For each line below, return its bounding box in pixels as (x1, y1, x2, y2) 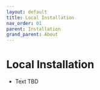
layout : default (6, 9, 47, 15)
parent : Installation (6, 26, 61, 32)
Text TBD (15, 78, 39, 85)
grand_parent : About (6, 32, 59, 38)
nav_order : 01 (6, 20, 42, 26)
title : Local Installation (6, 15, 75, 21)
